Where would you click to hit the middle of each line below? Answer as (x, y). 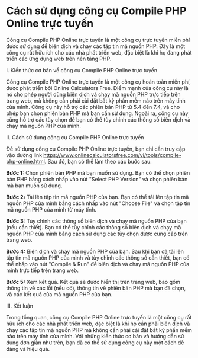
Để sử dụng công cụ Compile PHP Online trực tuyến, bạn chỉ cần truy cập (96, 149)
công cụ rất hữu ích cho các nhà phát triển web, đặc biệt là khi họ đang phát (99, 52)
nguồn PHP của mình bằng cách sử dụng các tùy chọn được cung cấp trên (97, 234)
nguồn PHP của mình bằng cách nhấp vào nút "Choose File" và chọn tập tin (98, 203)
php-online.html (26, 161)
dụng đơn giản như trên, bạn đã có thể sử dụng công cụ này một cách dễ (95, 343)
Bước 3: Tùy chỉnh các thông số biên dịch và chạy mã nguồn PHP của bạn (97, 221)
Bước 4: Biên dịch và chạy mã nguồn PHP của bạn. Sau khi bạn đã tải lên (95, 251)
